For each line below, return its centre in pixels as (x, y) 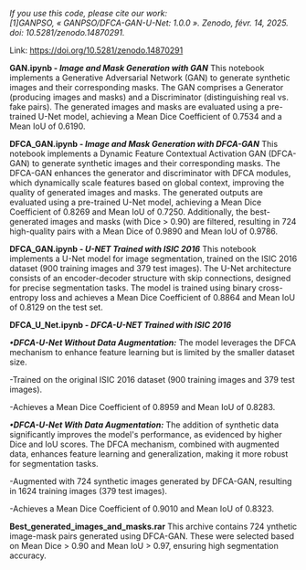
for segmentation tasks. (54, 464)
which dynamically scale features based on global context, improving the (147, 183)
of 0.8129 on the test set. (56, 307)
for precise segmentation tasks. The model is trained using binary (133, 288)
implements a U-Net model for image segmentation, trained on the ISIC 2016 (153, 259)
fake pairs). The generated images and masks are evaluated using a (137, 107)
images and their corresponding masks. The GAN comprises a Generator (147, 87)
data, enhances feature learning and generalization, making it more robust (149, 454)
